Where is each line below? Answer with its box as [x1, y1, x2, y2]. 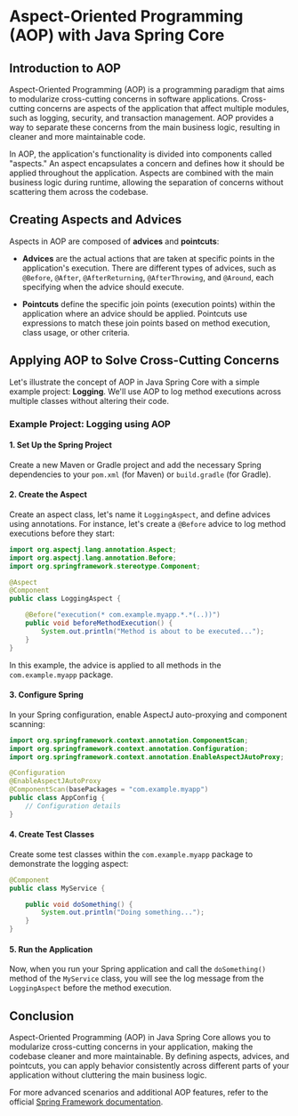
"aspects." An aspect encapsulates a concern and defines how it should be [9, 158, 285, 168]
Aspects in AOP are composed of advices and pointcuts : [9, 236, 220, 247]
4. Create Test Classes [9, 829, 95, 840]
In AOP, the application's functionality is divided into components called [9, 149, 273, 159]
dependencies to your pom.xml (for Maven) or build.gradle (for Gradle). [9, 469, 271, 480]
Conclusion [9, 1008, 75, 1023]
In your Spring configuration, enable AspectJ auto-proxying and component [9, 709, 287, 720]
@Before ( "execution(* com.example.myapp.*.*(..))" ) [25, 611, 221, 619]
